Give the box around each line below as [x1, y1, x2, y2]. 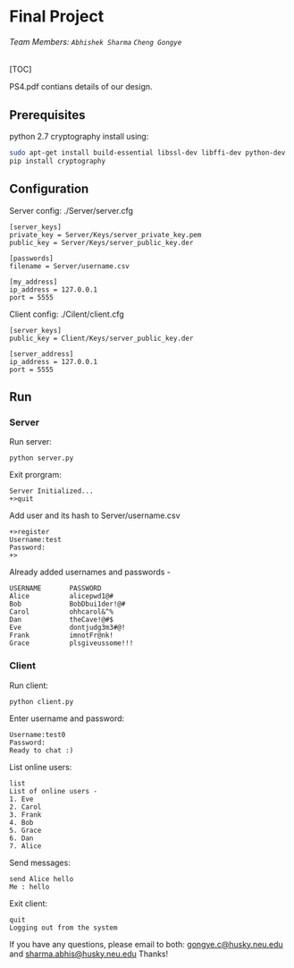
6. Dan [9, 834, 34, 843]
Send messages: [9, 857, 71, 868]
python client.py [9, 697, 74, 706]
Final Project [9, 6, 105, 27]
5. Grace [9, 826, 42, 835]
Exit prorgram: [9, 470, 63, 480]
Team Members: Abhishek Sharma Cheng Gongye [9, 36, 182, 47]
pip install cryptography [9, 157, 105, 166]
